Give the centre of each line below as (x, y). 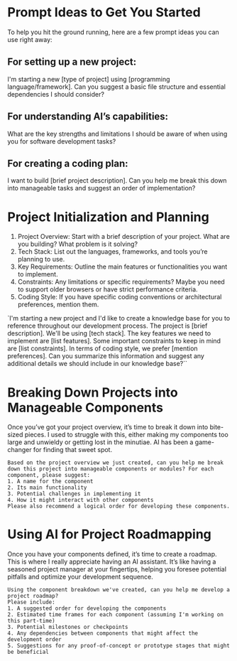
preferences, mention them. (58, 305)
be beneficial (28, 652)
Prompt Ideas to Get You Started (104, 12)
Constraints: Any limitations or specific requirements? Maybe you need (121, 282)
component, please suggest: (49, 475)
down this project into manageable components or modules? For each (111, 469)
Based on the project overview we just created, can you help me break (115, 463)
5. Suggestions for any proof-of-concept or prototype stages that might (119, 646)
